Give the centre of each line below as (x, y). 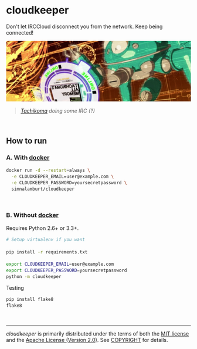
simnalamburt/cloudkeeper (43, 189)
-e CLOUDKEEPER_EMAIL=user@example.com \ (63, 177)
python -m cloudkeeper (34, 277)
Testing (15, 287)
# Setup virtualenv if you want (45, 239)
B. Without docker (32, 215)
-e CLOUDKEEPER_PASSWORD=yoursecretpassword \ (69, 182)
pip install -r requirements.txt (47, 252)
